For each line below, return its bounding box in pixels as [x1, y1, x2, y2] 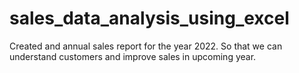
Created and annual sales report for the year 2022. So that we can [9, 40, 283, 52]
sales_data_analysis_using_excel [9, 7, 290, 30]
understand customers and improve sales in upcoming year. [9, 50, 257, 62]
